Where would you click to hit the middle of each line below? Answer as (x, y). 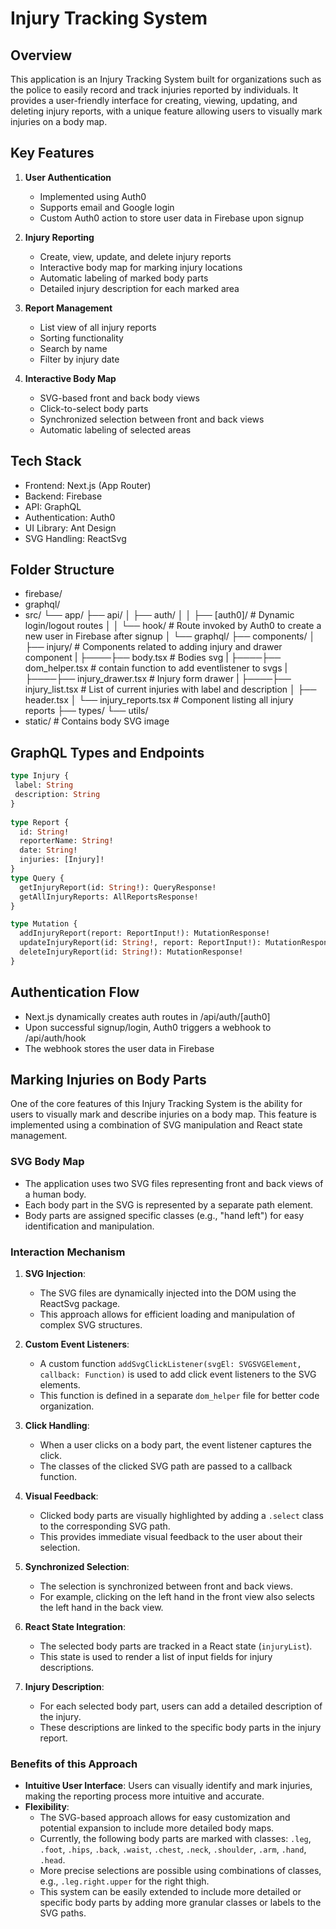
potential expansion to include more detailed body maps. (157, 1828)
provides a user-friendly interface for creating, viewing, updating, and (154, 100)
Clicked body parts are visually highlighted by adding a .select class (181, 1515)
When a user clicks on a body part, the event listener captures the (175, 1444)
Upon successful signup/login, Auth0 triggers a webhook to (148, 1027)
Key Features (52, 153)
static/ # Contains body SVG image (97, 721)
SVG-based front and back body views (119, 398)
